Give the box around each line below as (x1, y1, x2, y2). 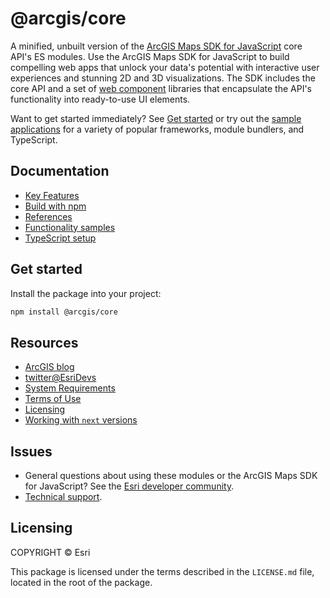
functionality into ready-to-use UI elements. (10, 93, 191, 105)
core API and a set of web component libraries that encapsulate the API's (10, 82, 312, 94)
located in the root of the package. (10, 576, 153, 588)
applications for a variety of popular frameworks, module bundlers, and (10, 123, 305, 135)
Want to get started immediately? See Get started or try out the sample (10, 112, 302, 124)
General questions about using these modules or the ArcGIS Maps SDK (24, 470, 318, 482)
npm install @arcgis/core (10, 307, 118, 317)
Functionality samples (24, 221, 116, 233)
